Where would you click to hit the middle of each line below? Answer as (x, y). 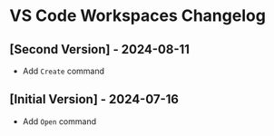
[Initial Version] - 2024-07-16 (94, 99)
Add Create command (64, 71)
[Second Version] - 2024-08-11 (100, 49)
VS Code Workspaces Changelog (137, 16)
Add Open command (59, 121)
